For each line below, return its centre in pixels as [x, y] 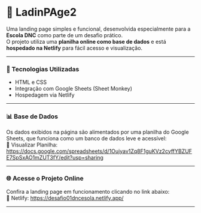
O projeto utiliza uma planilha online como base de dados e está [86, 41]
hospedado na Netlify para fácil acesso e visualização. [74, 48]
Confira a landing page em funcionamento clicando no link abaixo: [88, 191]
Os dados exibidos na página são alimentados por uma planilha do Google [98, 132]
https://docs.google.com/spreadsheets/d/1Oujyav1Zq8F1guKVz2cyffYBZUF [99, 151]
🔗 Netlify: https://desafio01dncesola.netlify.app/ [65, 198]
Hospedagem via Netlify [45, 95]
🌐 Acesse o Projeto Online [45, 178]
